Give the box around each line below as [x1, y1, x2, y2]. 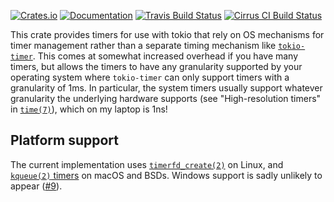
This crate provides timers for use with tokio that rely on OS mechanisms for [10, 29, 325, 40]
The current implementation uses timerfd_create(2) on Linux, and [10, 158, 284, 170]
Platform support [10, 132, 119, 149]
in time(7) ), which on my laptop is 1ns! [10, 103, 168, 115]
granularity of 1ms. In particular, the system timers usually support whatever [10, 82, 323, 94]
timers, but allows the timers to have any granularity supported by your [10, 61, 303, 72]
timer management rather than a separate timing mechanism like [10, 40, 277, 51]
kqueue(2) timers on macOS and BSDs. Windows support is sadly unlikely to [10, 169, 323, 181]
